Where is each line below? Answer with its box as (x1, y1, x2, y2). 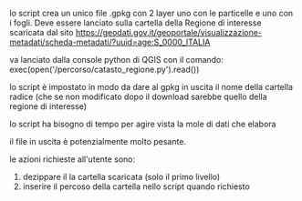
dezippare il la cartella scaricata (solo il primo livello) (22, 172, 221, 182)
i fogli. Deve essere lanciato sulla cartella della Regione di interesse (9, 17, 262, 28)
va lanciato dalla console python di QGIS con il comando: (9, 55, 224, 65)
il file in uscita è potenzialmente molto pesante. (9, 136, 187, 146)
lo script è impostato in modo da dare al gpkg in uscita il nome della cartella (9, 82, 294, 92)
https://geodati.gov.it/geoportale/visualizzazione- (75, 27, 263, 37)
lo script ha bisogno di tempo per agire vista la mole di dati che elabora (9, 118, 276, 129)
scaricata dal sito (9, 27, 75, 37)
